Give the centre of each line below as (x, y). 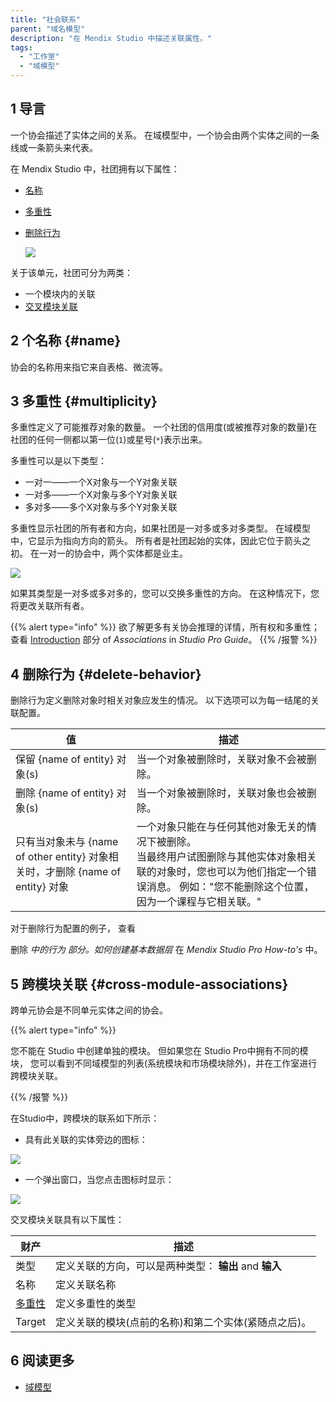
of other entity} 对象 (62, 857)
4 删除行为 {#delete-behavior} (106, 674)
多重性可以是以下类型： (58, 461)
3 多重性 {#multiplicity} (84, 401)
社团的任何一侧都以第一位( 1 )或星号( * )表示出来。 (109, 440)
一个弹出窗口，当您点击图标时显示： (99, 1180)
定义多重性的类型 (96, 1304)
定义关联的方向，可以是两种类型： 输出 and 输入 (168, 1266)
